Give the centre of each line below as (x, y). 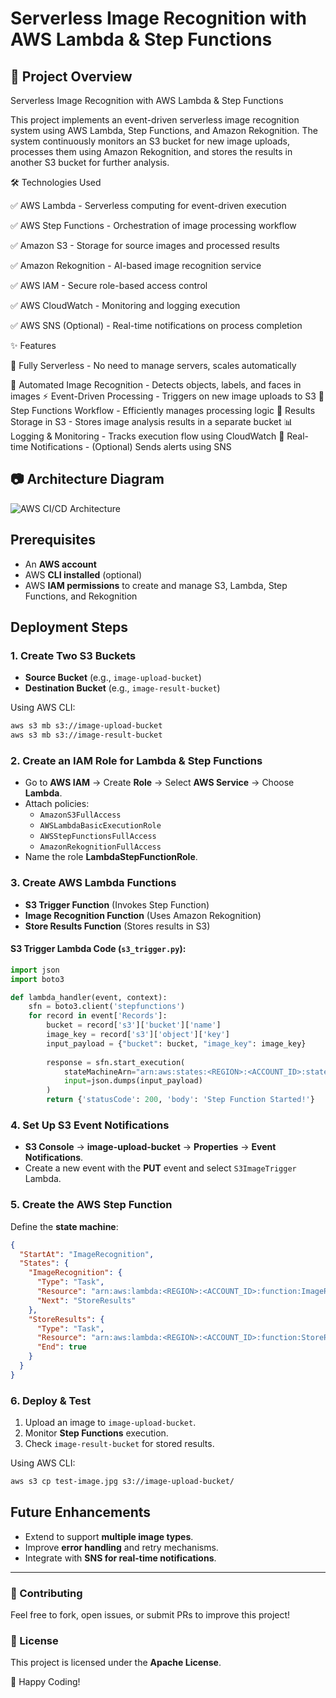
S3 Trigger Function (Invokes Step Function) (117, 904)
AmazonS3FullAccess (80, 815)
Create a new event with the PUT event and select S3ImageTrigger (160, 1168)
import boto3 (37, 979)
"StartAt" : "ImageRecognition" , (87, 1254)
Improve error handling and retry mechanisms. (121, 1547)
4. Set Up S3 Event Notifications (90, 1125)
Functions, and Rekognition (81, 596)
